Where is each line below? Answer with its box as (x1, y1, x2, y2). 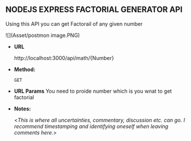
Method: (13, 66, 36, 73)
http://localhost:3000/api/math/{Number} (13, 54, 114, 61)
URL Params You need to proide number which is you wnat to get (13, 88, 172, 95)
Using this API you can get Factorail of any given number (5, 20, 143, 27)
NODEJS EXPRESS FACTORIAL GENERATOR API (5, 5, 183, 15)
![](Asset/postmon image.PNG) (5, 32, 80, 39)
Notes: (13, 105, 31, 112)
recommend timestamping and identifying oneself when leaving (13, 123, 169, 130)
